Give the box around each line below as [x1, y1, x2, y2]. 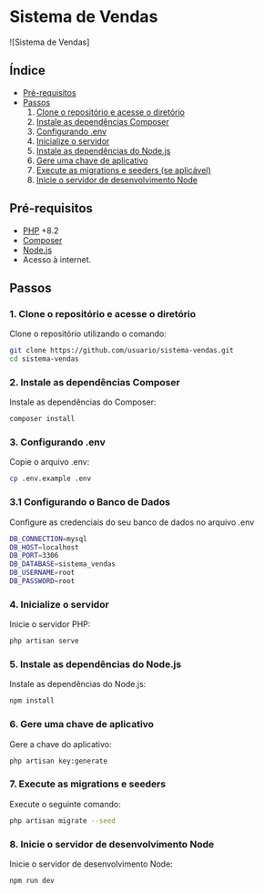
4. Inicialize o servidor [9, 598, 109, 611]
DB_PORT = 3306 [9, 551, 59, 560]
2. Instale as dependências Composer [9, 375, 180, 388]
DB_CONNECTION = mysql [9, 534, 88, 543]
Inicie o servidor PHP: [9, 619, 91, 630]
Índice [9, 63, 46, 78]
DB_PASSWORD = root [9, 577, 76, 586]
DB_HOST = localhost [9, 542, 79, 552]
